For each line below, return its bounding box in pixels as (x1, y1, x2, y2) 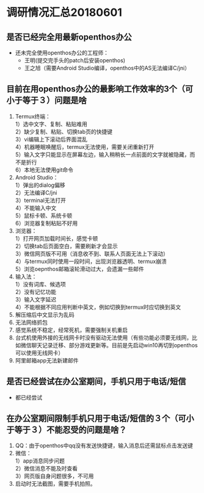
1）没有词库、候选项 (15, 280, 66, 287)
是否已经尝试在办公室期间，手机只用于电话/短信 (6, 376, 186, 387)
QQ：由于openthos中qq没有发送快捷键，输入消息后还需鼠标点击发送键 (15, 442, 194, 449)
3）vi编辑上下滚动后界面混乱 (15, 135, 87, 143)
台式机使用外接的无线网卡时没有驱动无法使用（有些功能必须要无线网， (15, 334, 192, 341)
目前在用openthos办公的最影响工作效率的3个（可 (6, 84, 194, 95)
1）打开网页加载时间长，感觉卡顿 (15, 234, 98, 242)
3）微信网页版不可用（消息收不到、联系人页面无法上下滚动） (15, 250, 169, 257)
